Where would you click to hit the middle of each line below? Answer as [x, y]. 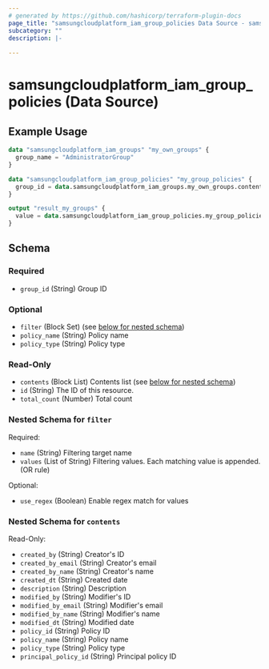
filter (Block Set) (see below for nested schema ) [102, 326]
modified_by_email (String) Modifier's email [91, 605]
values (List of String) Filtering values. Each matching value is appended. [140, 461]
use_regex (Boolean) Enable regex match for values [104, 500]
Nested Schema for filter [60, 419]
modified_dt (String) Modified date [77, 622]
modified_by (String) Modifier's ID [75, 596]
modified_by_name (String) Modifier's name [90, 614]
